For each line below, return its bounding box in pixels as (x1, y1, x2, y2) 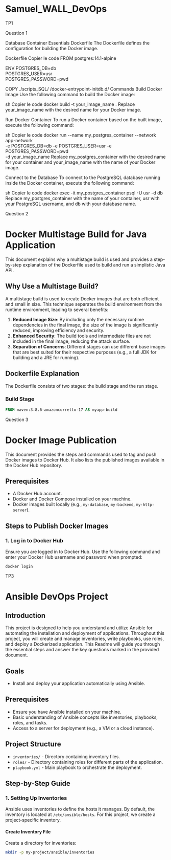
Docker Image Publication (5, 434, 117, 446)
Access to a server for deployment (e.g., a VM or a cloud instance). (12, 725, 154, 731)
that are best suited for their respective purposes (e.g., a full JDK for (12, 349, 157, 355)
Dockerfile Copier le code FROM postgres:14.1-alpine (5, 55, 116, 61)
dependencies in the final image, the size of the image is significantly (12, 322, 158, 328)
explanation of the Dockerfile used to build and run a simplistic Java (22, 261, 166, 268)
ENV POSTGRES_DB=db (5, 65, 57, 71)
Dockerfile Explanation (5, 369, 80, 378)
